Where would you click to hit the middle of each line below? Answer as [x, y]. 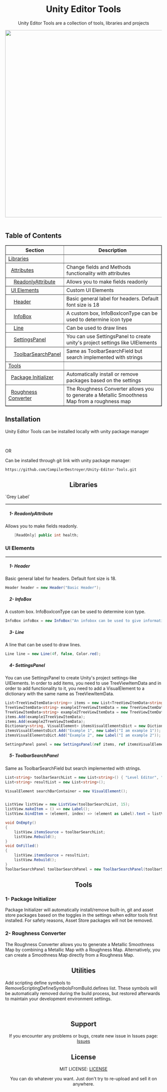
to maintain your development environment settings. [58, 999]
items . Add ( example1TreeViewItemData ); [45, 717]
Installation [23, 419]
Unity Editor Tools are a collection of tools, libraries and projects [83, 23]
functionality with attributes [98, 273]
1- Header [20, 566]
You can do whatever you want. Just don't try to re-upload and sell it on [83, 1079]
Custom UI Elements [90, 290]
